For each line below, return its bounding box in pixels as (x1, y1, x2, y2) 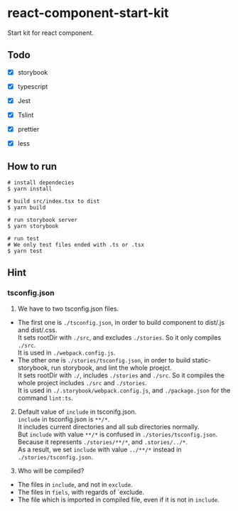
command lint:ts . (17, 393, 73, 402)
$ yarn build (7, 204, 46, 211)
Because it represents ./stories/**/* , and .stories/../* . (17, 437, 188, 446)
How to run (7, 160, 58, 172)
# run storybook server (7, 216, 78, 223)
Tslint (17, 110, 34, 119)
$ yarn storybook (7, 222, 59, 230)
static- (191, 355, 212, 364)
